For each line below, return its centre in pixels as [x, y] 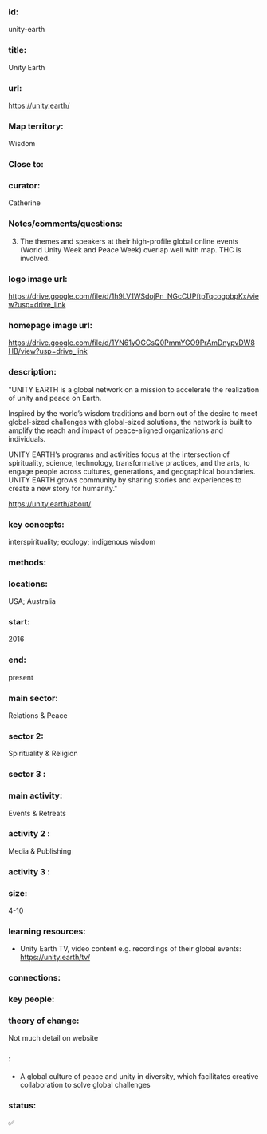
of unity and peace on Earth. [55, 398]
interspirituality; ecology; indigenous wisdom [82, 541]
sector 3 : [27, 775]
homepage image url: [51, 325]
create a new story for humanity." [63, 488]
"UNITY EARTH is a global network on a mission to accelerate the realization [134, 389]
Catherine [25, 203]
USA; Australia [32, 601]
